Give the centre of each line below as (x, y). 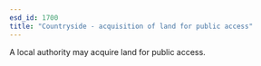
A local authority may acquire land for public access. (107, 52)
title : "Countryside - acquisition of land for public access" (131, 26)
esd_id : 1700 (34, 18)
